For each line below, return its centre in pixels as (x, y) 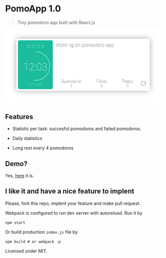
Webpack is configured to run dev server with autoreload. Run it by (74, 213)
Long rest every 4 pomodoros (43, 148)
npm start (15, 223)
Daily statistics (27, 138)
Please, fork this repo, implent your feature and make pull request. (73, 203)
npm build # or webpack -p (33, 242)
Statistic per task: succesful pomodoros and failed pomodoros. (77, 129)
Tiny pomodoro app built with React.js (56, 22)
